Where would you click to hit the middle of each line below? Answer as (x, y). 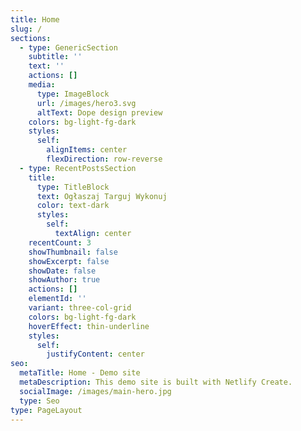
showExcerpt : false (69, 261)
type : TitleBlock (73, 187)
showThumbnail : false (73, 252)
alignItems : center (87, 150)
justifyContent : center (95, 354)
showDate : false (62, 271)
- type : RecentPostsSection (78, 168)
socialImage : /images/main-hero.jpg (95, 391)
